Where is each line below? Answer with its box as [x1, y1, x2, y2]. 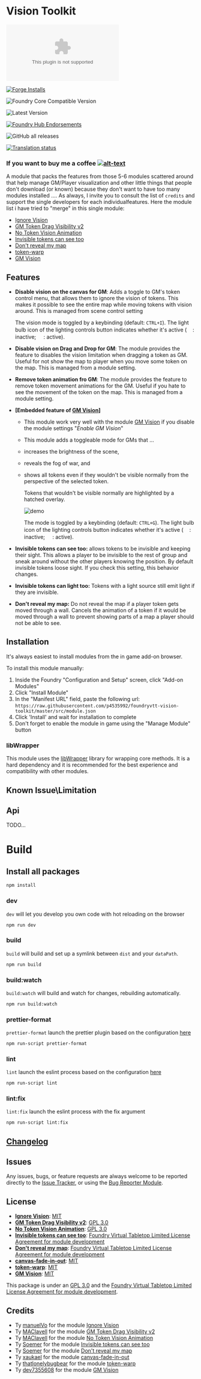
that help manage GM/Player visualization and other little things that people [6, 179, 192, 187]
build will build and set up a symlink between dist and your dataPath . [6, 949, 179, 957]
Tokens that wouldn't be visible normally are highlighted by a [23, 489, 175, 497]
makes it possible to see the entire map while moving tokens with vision [14, 301, 192, 308]
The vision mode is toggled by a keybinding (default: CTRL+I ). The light [14, 319, 189, 326]
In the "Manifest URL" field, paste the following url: [14, 695, 140, 702]
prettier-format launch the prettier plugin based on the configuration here [6, 1029, 191, 1036]
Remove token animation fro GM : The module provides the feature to [14, 376, 187, 383]
